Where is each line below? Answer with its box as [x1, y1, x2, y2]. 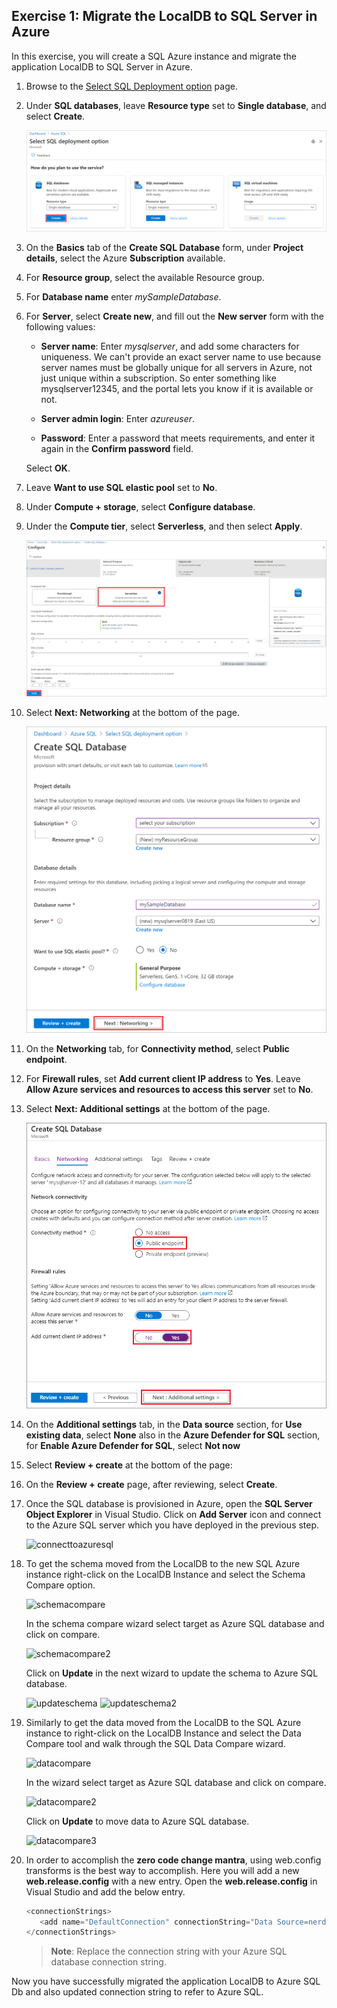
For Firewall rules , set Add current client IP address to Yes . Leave [25, 1072, 301, 1084]
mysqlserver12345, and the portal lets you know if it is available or [40, 383, 314, 395]
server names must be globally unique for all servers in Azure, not [40, 362, 313, 374]
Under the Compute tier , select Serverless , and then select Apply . [25, 520, 303, 533]
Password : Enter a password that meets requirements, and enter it [40, 432, 316, 444]
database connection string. [50, 1956, 167, 1968]
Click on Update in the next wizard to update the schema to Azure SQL [25, 1667, 319, 1679]
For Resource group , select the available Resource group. [25, 272, 265, 284]
